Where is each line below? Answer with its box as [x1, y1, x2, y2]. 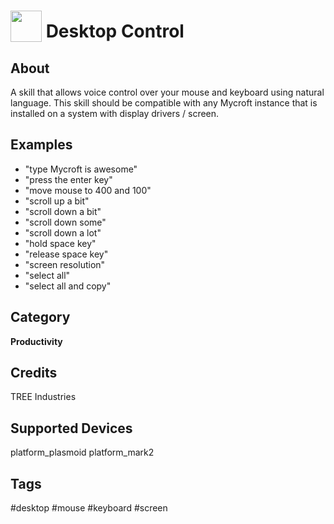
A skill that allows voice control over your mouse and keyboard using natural [10, 86, 325, 98]
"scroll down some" [24, 216, 107, 228]
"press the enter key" [24, 173, 113, 185]
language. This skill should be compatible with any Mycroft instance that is [10, 97, 318, 109]
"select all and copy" [24, 280, 112, 292]
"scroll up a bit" [24, 195, 90, 207]
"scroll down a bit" [24, 205, 102, 217]
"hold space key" [24, 237, 97, 249]
